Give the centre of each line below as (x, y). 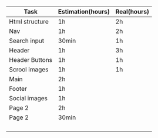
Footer (18, 89)
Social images (28, 98)
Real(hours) (132, 11)
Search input (27, 41)
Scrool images (29, 69)
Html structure (29, 22)
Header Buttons (31, 60)
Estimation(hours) (84, 11)
